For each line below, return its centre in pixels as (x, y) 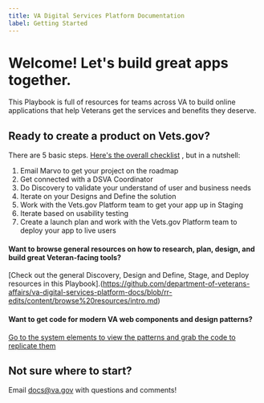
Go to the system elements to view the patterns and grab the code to (122, 337)
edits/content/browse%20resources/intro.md (83, 301)
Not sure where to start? (70, 371)
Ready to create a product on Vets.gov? (110, 136)
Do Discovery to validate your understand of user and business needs (135, 188)
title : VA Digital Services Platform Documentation (96, 16)
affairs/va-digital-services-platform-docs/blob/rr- (90, 292)
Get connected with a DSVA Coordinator (87, 179)
